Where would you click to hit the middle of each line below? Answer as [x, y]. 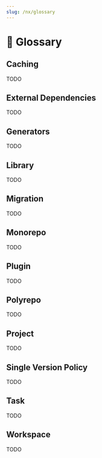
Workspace [28, 435]
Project [20, 333]
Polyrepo [24, 300]
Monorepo [26, 233]
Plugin [19, 267]
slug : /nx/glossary [31, 12]
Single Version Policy [47, 367]
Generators [28, 131]
